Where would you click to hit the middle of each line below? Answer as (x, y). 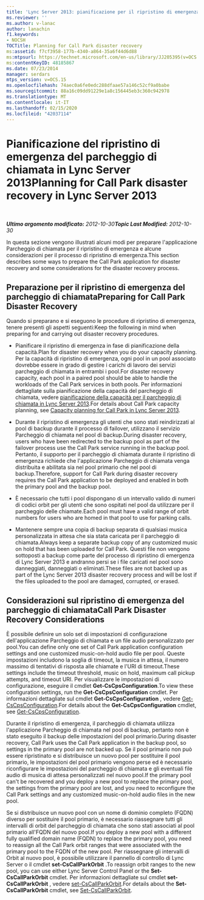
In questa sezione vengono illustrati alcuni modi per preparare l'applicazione (102, 242)
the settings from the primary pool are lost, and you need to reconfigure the (101, 787)
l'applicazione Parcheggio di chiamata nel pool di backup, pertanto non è (98, 730)
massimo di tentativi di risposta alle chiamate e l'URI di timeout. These (93, 666)
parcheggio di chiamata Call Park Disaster (87, 610)
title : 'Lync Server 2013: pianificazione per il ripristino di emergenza (103, 12)
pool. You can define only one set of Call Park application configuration (95, 647)
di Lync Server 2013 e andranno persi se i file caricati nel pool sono (99, 562)
